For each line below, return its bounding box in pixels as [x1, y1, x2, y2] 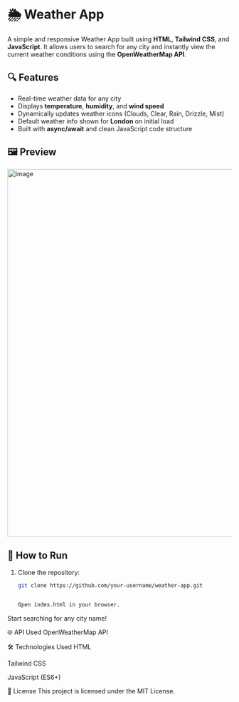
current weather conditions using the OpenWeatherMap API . [7, 50, 187, 58]
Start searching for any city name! [7, 614, 107, 623]
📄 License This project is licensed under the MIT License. [7, 687, 176, 696]
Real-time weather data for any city [17, 94, 122, 103]
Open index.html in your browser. [17, 601, 120, 609]
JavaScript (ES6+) [7, 673, 61, 682]
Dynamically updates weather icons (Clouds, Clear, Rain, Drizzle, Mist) [17, 109, 225, 118]
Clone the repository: [17, 569, 80, 577]
